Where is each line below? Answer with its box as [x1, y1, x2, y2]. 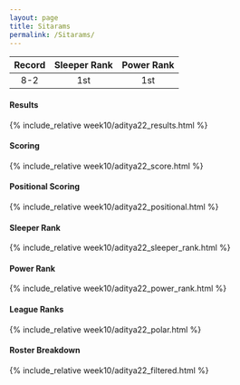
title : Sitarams [9, 22, 71, 31]
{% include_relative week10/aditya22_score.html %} [9, 160, 204, 171]
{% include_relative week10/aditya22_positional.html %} [9, 201, 219, 212]
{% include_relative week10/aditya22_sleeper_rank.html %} [9, 242, 231, 254]
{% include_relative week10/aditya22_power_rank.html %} [9, 283, 227, 294]
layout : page [9, 13, 59, 23]
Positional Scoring [9, 181, 80, 192]
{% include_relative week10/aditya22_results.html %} [9, 120, 208, 130]
